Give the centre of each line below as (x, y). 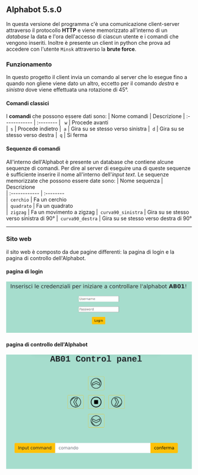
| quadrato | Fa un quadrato (40, 205)
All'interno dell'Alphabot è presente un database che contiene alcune (90, 162)
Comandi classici (28, 103)
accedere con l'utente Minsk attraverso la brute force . (71, 49)
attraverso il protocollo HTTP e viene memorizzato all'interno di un (87, 30)
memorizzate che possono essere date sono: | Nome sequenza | (85, 181)
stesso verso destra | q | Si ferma (47, 135)
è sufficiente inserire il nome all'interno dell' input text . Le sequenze (88, 174)
